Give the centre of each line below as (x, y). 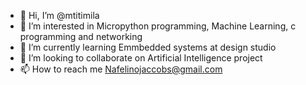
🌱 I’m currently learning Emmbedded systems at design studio (148, 47)
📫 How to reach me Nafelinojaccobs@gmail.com (121, 69)
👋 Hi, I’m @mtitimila (59, 15)
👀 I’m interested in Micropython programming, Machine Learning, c (158, 26)
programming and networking (81, 36)
